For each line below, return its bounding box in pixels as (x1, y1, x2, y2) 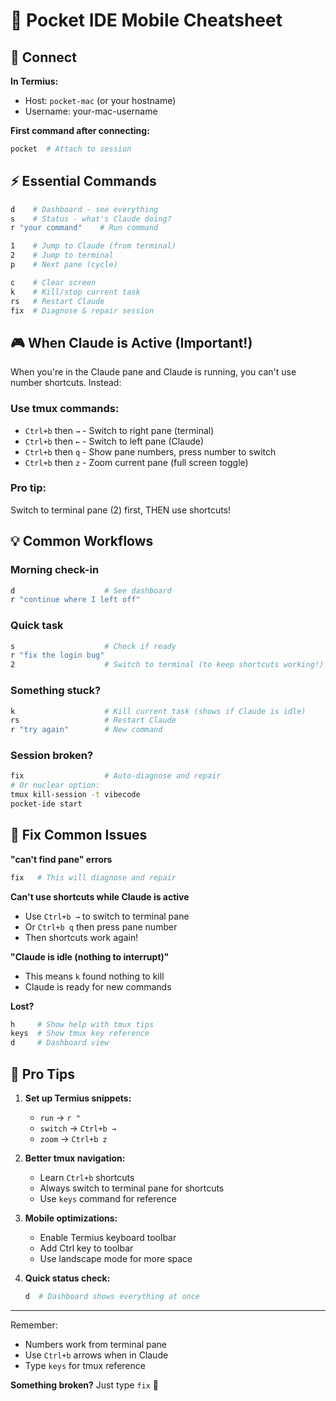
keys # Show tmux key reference (10, 1029, 150, 1039)
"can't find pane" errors (10, 853, 113, 865)
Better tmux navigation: (24, 1152, 126, 1164)
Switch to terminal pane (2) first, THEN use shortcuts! (10, 504, 232, 516)
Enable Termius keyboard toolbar (39, 1232, 177, 1244)
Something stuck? (10, 684, 102, 698)
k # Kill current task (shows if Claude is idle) (10, 706, 307, 716)
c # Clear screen (10, 277, 97, 288)
